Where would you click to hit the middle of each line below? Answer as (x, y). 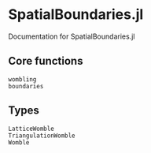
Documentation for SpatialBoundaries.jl (72, 36)
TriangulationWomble (42, 136)
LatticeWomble (31, 129)
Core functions (46, 61)
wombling (22, 79)
